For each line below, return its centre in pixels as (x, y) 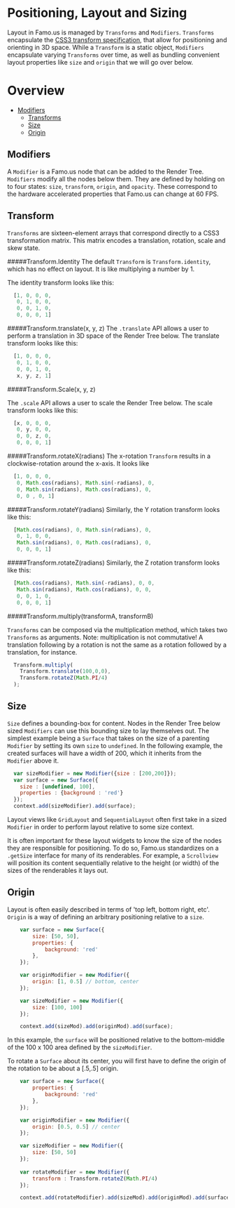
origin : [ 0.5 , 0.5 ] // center (76, 1127)
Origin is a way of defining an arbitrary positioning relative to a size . (106, 917)
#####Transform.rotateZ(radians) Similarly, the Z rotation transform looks (114, 563)
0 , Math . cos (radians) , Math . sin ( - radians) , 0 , (86, 482)
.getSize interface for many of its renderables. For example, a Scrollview (113, 855)
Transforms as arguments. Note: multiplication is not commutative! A (105, 637)
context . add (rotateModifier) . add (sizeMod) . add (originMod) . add (112, 1198)
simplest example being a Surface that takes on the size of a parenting (108, 738)
